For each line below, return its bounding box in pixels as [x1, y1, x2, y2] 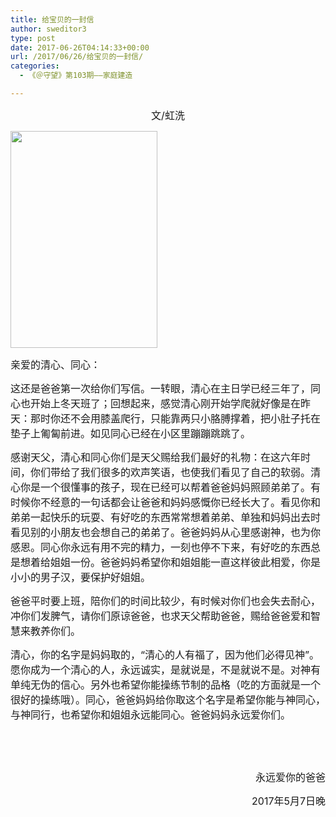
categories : [10, 61, 60, 71]
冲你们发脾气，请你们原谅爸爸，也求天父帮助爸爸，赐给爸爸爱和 [10, 609, 312, 623]
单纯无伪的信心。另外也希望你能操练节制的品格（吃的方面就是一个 [10, 677, 322, 691]
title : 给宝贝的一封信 [10, 14, 95, 25]
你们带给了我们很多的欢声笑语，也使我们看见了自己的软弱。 [30, 465, 312, 479]
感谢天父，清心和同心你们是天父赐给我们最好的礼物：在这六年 [10, 450, 302, 464]
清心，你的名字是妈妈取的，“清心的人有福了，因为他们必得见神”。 [10, 647, 320, 661]
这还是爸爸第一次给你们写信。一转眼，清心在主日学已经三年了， [10, 381, 312, 395]
